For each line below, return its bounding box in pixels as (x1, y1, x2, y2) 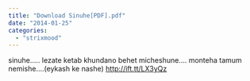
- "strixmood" (15, 33, 62, 42)
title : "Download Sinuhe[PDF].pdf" (8, 11, 126, 20)
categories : (8, 26, 48, 34)
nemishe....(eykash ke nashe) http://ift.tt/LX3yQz (8, 64, 167, 74)
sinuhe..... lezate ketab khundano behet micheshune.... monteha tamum (8, 56, 242, 65)
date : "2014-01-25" (8, 19, 73, 27)
